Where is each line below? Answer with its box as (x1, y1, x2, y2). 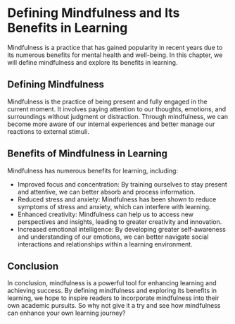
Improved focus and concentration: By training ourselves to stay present (17, 180, 227, 188)
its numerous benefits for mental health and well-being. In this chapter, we (7, 51, 223, 59)
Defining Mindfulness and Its (7, 5, 180, 21)
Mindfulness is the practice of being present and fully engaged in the (7, 97, 208, 106)
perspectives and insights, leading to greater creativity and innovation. (17, 217, 222, 226)
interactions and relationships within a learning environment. (17, 239, 193, 248)
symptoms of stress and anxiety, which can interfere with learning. (17, 202, 211, 211)
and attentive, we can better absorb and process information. (17, 187, 196, 196)
